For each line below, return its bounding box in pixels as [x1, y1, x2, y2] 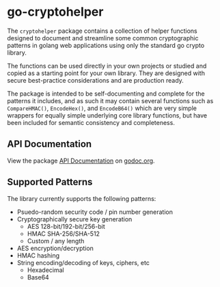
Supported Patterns [7, 176, 93, 188]
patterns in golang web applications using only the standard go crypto [7, 41, 205, 49]
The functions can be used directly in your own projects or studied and [7, 61, 207, 70]
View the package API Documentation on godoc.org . [7, 156, 155, 165]
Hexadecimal [27, 266, 64, 274]
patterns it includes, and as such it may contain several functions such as [7, 96, 214, 105]
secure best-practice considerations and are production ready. [7, 76, 184, 84]
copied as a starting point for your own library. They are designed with [7, 69, 205, 77]
